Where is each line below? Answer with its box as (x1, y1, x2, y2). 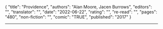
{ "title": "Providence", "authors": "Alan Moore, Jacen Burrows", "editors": (5, 4, 152, 10)
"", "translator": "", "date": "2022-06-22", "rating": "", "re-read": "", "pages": (5, 9, 158, 15)
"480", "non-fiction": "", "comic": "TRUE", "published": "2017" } (5, 14, 131, 19)
